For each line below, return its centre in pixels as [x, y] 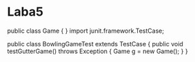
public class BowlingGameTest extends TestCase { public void [95, 44]
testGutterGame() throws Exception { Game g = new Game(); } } [97, 51]
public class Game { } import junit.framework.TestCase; [85, 31]
